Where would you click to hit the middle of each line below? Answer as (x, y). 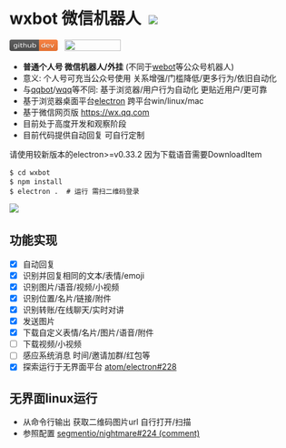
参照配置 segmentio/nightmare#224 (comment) (111, 433)
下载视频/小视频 (52, 344)
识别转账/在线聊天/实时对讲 (73, 310)
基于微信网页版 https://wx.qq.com (86, 112)
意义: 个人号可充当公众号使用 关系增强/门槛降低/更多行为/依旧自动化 (149, 77)
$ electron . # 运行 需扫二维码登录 (74, 191)
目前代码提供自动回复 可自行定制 (84, 135)
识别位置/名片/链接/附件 (67, 298)
